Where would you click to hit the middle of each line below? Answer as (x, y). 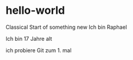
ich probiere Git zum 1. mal (39, 50)
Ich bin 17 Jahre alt (29, 38)
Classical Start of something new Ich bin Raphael (66, 27)
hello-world (36, 10)
